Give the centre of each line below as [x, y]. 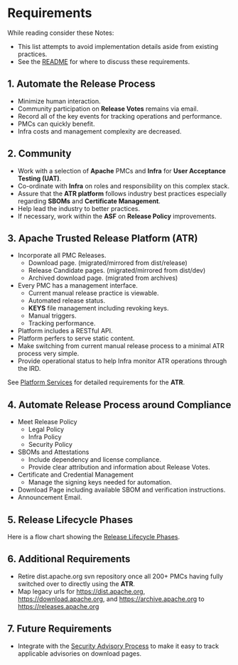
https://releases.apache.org [58, 606]
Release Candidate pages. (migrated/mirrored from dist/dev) [117, 271]
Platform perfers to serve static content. [76, 338]
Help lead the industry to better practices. [79, 208]
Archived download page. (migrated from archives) [103, 278]
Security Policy [50, 445]
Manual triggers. [52, 316]
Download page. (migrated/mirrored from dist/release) [108, 263]
